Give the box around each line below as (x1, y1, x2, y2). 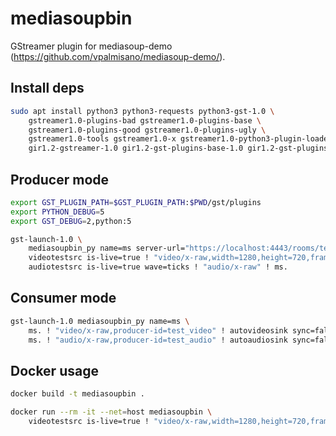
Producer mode (10, 171, 110, 188)
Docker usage (10, 362, 99, 379)
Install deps (10, 80, 85, 97)
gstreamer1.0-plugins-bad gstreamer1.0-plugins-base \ (28, 115, 262, 126)
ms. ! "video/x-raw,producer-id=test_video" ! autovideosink (28, 325, 288, 336)
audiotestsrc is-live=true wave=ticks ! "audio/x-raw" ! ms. (28, 262, 288, 272)
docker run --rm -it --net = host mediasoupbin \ (10, 407, 213, 417)
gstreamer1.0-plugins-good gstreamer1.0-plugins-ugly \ (28, 125, 267, 135)
